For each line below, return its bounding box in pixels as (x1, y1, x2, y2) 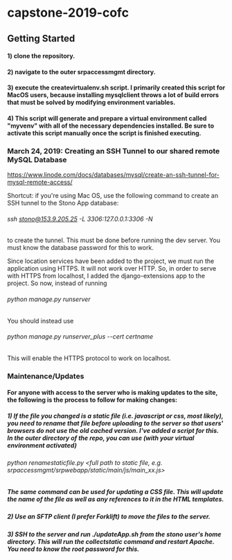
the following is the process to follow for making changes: (7, 396, 178, 404)
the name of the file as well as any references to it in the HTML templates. (7, 495, 224, 503)
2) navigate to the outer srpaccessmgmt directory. (7, 67, 156, 76)
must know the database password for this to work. (7, 244, 154, 252)
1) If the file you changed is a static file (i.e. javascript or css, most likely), (7, 411, 224, 420)
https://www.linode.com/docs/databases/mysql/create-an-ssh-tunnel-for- (7, 171, 220, 179)
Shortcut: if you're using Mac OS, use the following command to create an (7, 192, 219, 200)
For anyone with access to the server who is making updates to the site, (7, 389, 218, 397)
